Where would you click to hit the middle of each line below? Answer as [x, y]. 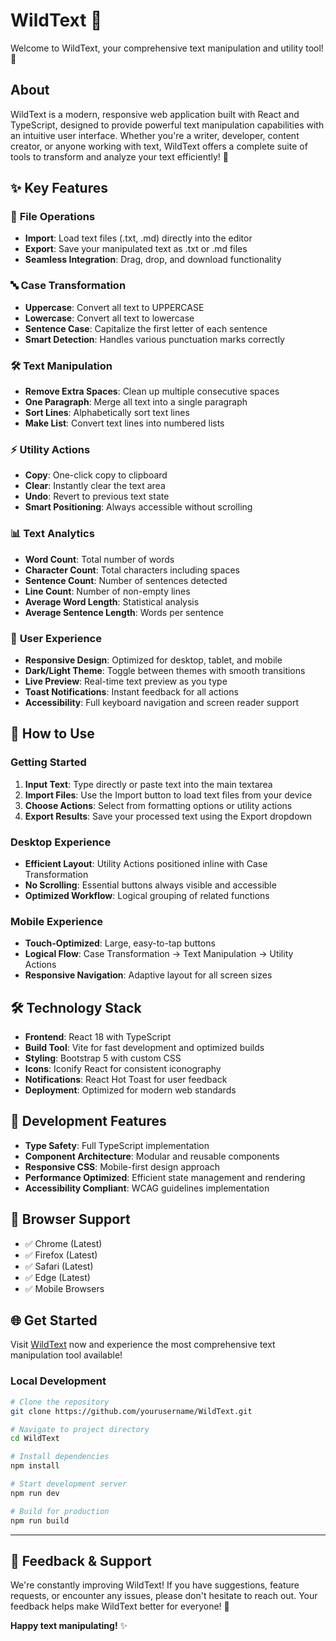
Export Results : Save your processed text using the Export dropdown [168, 816]
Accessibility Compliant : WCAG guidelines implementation [147, 1188]
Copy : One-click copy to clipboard [96, 475]
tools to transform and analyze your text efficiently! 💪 [119, 156]
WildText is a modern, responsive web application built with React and [155, 114]
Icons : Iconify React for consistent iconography [123, 1069]
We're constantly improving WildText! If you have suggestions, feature [155, 1585]
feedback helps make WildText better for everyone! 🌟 [120, 1606]
